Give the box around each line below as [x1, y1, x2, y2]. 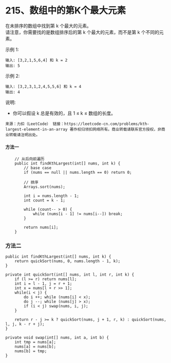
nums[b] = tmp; [14, 349, 47, 354]
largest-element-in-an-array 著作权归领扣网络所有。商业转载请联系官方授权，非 [5, 126, 162, 132]
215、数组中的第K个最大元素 [5, 5, 126, 16]
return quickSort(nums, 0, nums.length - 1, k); [14, 259, 121, 264]
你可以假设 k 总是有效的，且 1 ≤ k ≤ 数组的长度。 [12, 110, 116, 116]
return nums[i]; [24, 225, 59, 230]
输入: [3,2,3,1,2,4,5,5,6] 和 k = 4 [5, 84, 82, 89]
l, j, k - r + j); [5, 322, 45, 327]
